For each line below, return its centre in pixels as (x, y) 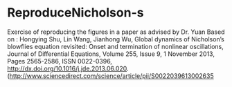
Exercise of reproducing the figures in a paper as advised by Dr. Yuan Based (116, 32)
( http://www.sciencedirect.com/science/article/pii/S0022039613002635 (110, 76)
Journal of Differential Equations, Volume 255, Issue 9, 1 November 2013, (111, 54)
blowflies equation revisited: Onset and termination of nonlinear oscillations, (115, 46)
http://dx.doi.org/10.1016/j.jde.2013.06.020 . (68, 68)
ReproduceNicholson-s (75, 13)
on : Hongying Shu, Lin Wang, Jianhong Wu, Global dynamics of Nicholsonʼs (116, 39)
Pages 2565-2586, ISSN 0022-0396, (60, 61)
